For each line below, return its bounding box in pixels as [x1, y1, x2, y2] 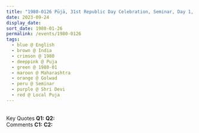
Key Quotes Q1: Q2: [6, 115, 55, 122]
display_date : [6, 20, 42, 26]
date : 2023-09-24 [6, 14, 50, 20]
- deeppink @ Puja [11, 58, 58, 64]
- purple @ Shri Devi [11, 86, 66, 92]
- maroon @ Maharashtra [11, 70, 71, 76]
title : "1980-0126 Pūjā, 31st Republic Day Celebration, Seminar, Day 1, [6, 8, 194, 15]
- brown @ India [11, 48, 52, 54]
